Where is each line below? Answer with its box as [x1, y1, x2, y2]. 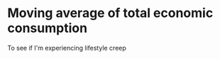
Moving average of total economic [7, 5, 214, 21]
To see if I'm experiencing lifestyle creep [7, 43, 126, 52]
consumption [7, 20, 87, 36]
